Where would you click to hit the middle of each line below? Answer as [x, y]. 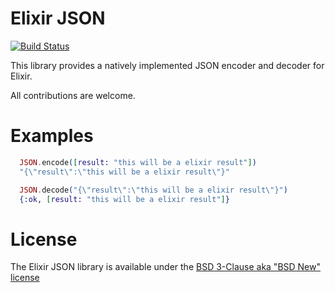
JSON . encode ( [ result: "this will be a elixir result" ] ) [138, 162]
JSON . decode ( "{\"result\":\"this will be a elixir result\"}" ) [153, 190]
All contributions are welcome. [73, 95]
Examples [52, 136]
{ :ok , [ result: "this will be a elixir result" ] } [124, 199]
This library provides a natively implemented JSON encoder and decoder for [167, 65]
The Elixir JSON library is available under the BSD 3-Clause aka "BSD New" [166, 267]
